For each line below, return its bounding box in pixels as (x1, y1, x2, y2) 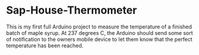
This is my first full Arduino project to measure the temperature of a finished (6, 23, 192, 30)
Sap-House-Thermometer (6, 4, 137, 17)
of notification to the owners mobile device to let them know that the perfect (6, 35, 193, 43)
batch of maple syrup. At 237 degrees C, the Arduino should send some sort (6, 29, 193, 36)
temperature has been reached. (6, 42, 84, 49)
